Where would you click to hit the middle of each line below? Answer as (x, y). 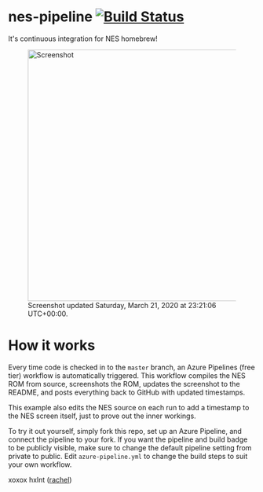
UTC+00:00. (48, 314)
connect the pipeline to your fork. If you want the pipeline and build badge (128, 439)
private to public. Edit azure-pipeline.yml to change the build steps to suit (128, 456)
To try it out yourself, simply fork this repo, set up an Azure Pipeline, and (125, 431)
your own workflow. (40, 464)
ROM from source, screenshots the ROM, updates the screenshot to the (124, 384)
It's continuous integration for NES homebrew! (83, 39)
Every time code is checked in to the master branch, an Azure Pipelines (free (131, 367)
